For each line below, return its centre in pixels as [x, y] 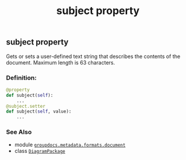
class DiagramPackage [40, 151]
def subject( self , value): [39, 112]
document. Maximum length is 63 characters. [61, 62]
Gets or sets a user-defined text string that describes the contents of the [93, 56]
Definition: [21, 77]
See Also [19, 132]
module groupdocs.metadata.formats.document [70, 145]
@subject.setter [26, 106]
